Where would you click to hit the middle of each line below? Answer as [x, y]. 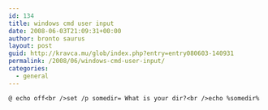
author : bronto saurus [47, 38]
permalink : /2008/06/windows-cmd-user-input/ [86, 61]
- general [32, 76]
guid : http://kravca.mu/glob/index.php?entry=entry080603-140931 [121, 53]
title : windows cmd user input [61, 23]
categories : [28, 69]
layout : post [30, 46]
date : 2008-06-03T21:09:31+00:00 [65, 31]
